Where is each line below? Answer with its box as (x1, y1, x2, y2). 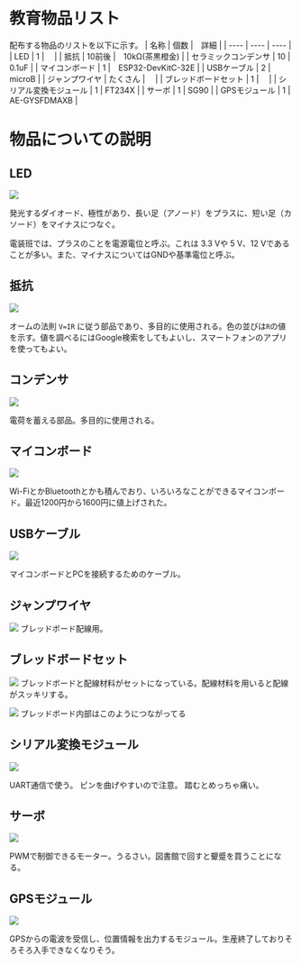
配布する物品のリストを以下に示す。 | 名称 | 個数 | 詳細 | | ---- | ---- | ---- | (9, 40, 292, 50)
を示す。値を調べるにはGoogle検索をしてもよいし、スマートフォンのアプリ (9, 332, 287, 342)
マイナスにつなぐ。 (48, 218, 120, 230)
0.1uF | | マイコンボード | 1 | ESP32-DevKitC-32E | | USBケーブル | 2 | (9, 62, 271, 73)
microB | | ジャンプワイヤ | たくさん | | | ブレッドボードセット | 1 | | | (9, 73, 278, 84)
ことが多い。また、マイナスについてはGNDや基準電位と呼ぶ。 (9, 249, 241, 259)
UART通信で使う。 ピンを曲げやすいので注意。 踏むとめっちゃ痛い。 (9, 779, 264, 790)
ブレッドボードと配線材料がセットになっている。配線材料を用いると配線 (20, 678, 289, 688)
